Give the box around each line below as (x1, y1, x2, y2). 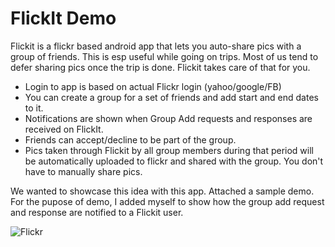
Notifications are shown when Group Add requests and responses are (24, 112, 313, 124)
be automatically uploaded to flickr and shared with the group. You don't (24, 155, 324, 167)
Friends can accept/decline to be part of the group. (24, 133, 237, 146)
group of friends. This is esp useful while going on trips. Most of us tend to (10, 50, 319, 62)
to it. (24, 102, 44, 114)
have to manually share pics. (24, 165, 143, 177)
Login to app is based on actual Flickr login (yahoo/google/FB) (24, 80, 282, 92)
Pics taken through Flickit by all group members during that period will (24, 144, 314, 156)
